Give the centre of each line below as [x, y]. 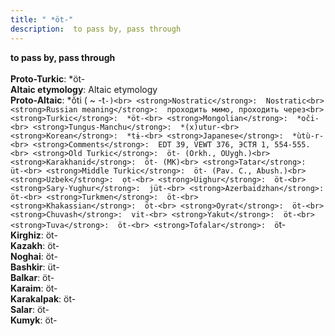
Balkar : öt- [32, 277]
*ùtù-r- [308, 136]
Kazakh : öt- [35, 245]
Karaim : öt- [34, 288]
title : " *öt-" [42, 19]
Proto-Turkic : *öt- [48, 78]
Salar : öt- [30, 309]
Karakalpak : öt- [43, 298]
